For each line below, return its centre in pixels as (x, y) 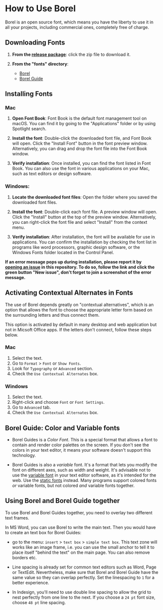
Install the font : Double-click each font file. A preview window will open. (84, 212)
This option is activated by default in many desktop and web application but (81, 324)
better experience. (31, 583)
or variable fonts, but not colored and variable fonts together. (73, 485)
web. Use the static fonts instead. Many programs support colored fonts (84, 480)
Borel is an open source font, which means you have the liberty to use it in (79, 22)
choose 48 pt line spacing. (39, 602)
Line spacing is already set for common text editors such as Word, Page (84, 567)
